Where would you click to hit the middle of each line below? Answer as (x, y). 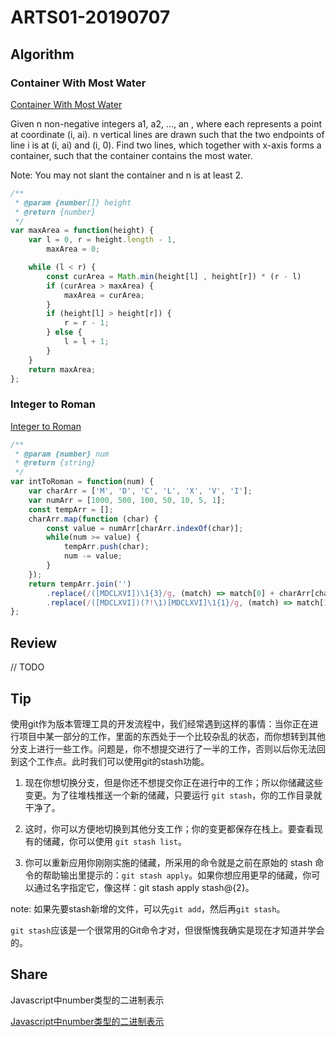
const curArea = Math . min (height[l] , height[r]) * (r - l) (174, 276)
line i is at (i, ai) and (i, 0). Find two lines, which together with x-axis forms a (166, 145)
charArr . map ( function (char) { (93, 519)
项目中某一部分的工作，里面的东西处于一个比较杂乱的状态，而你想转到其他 (172, 736)
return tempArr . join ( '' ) (80, 584)
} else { (64, 332)
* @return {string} (55, 463)
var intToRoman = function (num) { (82, 482)
